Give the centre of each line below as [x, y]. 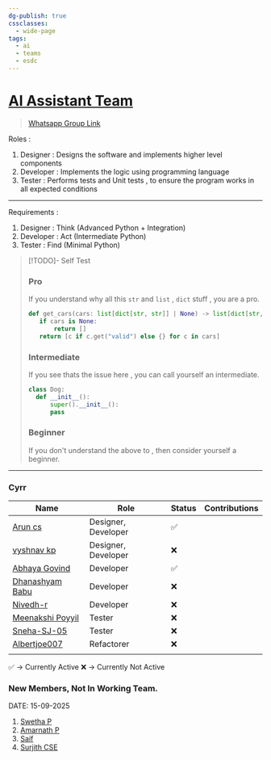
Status [183, 508]
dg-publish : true [38, 16]
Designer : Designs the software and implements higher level [121, 154]
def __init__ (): [63, 397]
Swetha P [36, 722]
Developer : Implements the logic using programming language [125, 171]
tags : [17, 38]
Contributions [231, 508]
